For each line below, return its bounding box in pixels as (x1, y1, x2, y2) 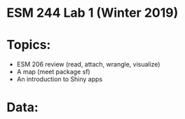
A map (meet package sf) (16, 68, 90, 76)
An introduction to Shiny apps (16, 75, 103, 83)
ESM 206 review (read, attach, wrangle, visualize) (16, 60, 160, 69)
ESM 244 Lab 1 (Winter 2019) (6, 5, 179, 21)
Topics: (6, 37, 51, 53)
